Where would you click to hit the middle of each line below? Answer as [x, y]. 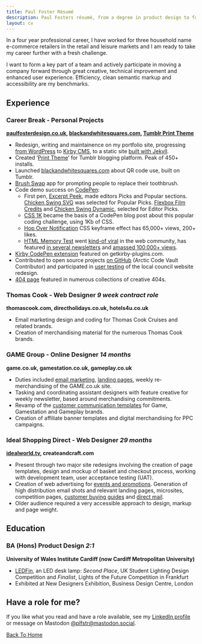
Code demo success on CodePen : [57, 190]
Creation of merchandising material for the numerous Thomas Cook [99, 333]
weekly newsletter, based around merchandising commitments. [93, 399]
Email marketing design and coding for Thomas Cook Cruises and [96, 320]
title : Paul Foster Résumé [40, 12]
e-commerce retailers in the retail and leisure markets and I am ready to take [101, 46]
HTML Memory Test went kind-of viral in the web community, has [105, 241]
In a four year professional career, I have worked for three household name [99, 40]
